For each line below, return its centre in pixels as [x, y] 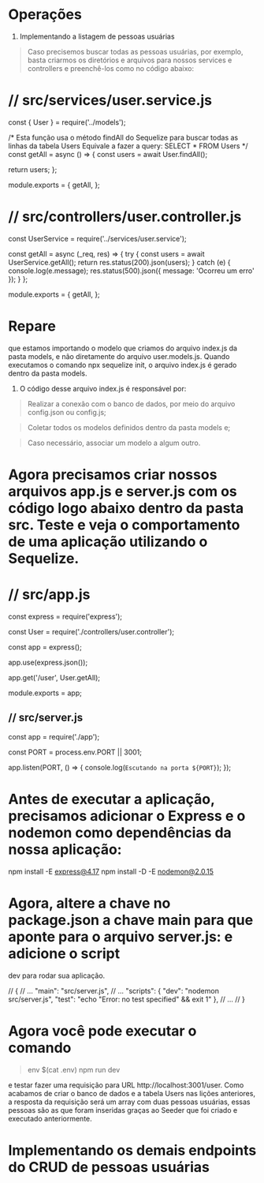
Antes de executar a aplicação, [112, 799]
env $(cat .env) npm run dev [74, 1069]
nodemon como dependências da [120, 832]
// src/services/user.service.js [110, 101]
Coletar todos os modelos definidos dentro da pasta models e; [129, 427]
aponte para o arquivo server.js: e [121, 936]
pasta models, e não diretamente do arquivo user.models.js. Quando [119, 356]
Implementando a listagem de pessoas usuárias [97, 36]
